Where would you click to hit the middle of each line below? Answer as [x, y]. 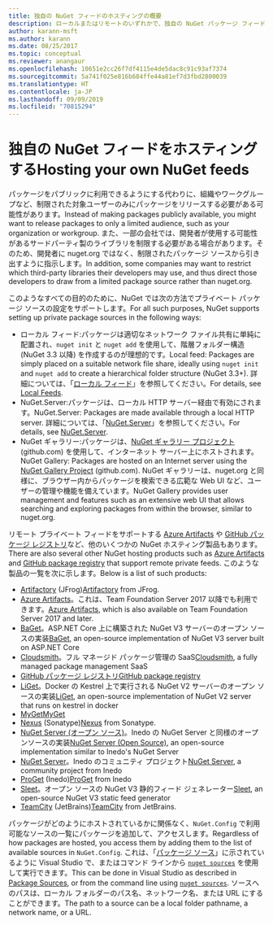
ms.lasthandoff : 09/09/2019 [56, 99]
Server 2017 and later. [57, 618]
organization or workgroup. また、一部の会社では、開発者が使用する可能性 [133, 233]
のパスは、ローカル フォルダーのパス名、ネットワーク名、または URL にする [136, 893]
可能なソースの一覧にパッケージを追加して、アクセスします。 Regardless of [134, 834]
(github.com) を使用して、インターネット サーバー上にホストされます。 [139, 452]
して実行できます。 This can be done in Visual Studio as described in [123, 873]
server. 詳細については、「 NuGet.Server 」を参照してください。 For [130, 423]
